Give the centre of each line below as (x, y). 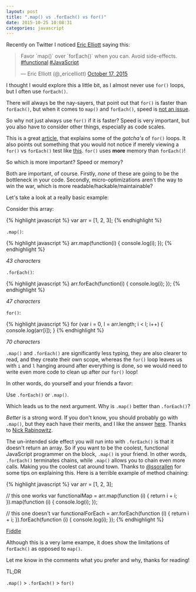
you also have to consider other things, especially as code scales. (86, 127)
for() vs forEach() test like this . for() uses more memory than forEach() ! (96, 151)
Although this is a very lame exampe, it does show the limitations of (88, 543)
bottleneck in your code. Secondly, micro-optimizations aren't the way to (94, 180)
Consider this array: (30, 209)
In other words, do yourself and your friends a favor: (69, 383)
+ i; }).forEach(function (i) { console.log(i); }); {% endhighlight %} (85, 520)
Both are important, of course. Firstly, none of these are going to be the (92, 174)
